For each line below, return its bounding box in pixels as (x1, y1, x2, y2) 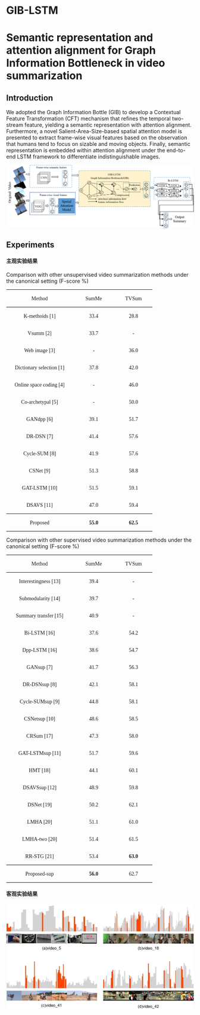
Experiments (6, 240, 55, 250)
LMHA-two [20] (21, 836, 58, 842)
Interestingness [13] (18, 578, 61, 585)
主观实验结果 (6, 257, 37, 264)
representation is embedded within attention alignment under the (6, 147, 165, 154)
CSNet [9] (29, 467, 51, 474)
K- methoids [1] (23, 313, 56, 319)
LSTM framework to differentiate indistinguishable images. (17, 153, 161, 160)
